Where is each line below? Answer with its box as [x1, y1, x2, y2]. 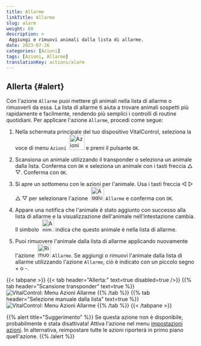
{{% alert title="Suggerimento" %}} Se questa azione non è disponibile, [6, 314, 184, 321]
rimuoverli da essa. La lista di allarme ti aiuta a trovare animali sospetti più [6, 103, 189, 111]
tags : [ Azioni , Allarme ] [6, 54, 69, 60]
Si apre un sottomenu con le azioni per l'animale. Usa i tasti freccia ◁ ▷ [14, 181, 193, 188]
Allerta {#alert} [6, 81, 64, 91]
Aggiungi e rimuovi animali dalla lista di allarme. [8, 37, 144, 43]
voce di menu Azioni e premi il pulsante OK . [14, 144, 140, 152]
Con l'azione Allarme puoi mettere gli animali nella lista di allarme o [6, 97, 172, 105]
